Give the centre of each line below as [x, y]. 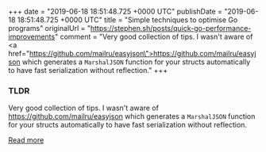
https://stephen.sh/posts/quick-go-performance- [171, 28]
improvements [32, 36]
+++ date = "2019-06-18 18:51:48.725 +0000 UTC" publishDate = [116, 11]
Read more [26, 140]
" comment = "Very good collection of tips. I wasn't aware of [154, 36]
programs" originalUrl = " [50, 28]
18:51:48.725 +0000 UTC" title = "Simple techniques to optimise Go [127, 20]
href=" [19, 53]
